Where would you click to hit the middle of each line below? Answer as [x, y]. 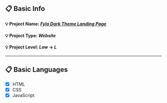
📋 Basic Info [25, 9]
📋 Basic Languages [37, 70]
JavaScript [23, 95]
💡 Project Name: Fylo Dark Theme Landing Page [56, 24]
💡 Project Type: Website [31, 35]
